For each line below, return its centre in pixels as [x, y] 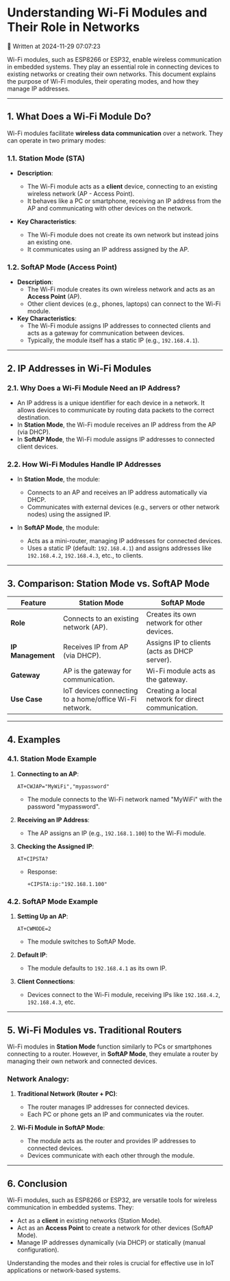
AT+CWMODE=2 [34, 929]
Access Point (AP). [54, 297]
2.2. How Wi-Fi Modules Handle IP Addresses [84, 464]
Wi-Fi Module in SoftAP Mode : [61, 1128]
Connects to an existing [101, 619]
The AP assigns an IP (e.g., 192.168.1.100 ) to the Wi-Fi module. [117, 833]
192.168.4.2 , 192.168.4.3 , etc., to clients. [85, 555]
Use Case [27, 699]
